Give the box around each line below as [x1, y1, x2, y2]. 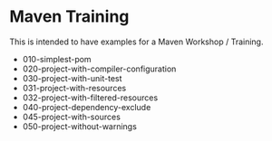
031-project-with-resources [22, 82, 127, 93]
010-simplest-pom [22, 53, 92, 64]
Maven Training [9, 6, 130, 27]
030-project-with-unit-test [22, 72, 122, 83]
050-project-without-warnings [22, 120, 138, 132]
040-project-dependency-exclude [22, 101, 151, 112]
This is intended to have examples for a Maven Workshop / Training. [9, 36, 264, 47]
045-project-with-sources [22, 111, 121, 122]
